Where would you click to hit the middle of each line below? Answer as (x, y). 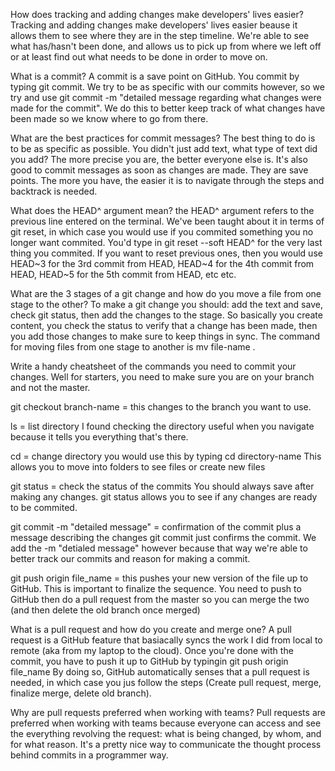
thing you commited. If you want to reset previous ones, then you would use (166, 253)
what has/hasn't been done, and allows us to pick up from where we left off (166, 46)
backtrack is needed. (54, 191)
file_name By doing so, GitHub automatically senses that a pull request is (160, 672)
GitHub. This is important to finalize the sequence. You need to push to (156, 588)
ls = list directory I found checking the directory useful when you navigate (162, 426)
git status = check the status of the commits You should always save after (162, 486)
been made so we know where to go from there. (109, 118)
